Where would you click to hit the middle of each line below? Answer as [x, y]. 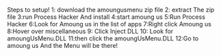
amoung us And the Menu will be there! [63, 46]
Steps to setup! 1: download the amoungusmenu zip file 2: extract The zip [111, 10]
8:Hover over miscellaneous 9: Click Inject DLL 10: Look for [90, 31]
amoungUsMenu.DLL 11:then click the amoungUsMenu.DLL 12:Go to [103, 38]
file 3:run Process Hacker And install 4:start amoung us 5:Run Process [106, 17]
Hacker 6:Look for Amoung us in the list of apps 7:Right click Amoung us [109, 24]
